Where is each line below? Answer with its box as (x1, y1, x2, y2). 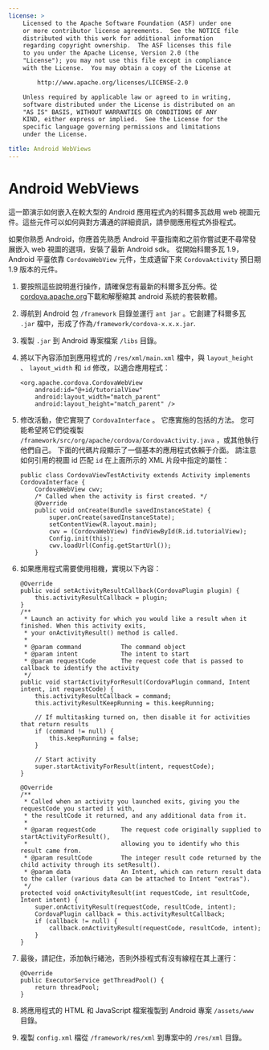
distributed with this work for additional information (22, 34, 214, 43)
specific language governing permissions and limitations (22, 123, 221, 131)
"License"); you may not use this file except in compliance (22, 57, 231, 65)
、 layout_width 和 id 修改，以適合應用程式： (19, 362, 170, 372)
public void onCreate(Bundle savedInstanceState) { (35, 506, 211, 514)
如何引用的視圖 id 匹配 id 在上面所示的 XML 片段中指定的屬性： (19, 455, 230, 464)
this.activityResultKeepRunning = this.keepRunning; (35, 699, 215, 707)
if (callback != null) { (35, 917, 118, 925)
